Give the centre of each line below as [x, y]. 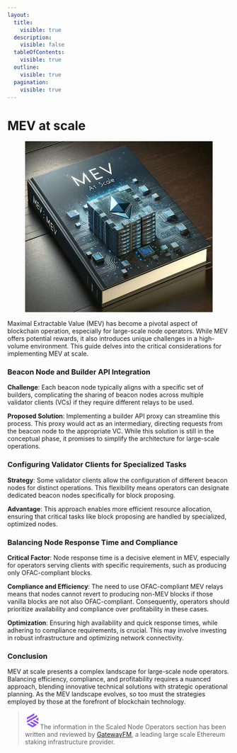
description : [33, 38]
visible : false [42, 45]
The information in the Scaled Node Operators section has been [133, 727]
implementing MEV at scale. [48, 353]
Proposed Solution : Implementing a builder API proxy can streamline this [114, 416]
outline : [27, 67]
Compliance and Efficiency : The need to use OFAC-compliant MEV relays [115, 587]
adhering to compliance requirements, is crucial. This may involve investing [117, 630]
